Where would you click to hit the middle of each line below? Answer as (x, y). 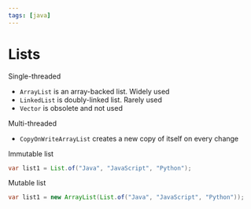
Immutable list (31, 153)
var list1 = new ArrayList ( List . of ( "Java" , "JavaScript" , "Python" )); (126, 197)
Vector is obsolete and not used (71, 108)
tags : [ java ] (30, 15)
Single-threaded (35, 76)
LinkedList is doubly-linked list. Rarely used (91, 100)
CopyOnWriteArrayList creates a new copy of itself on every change (129, 138)
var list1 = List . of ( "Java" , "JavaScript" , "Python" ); (100, 168)
